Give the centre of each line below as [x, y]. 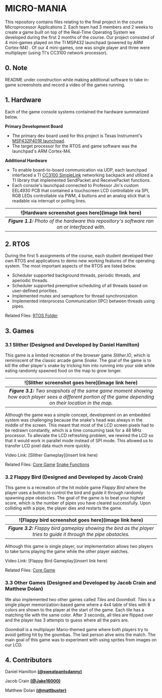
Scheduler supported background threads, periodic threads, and [76, 275]
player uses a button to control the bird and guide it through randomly [74, 493]
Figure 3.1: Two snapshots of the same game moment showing [81, 391]
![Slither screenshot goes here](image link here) [81, 383]
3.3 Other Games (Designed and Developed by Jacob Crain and [81, 583]
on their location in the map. [81, 403]
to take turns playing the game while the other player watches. [67, 551]
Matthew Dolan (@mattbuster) [36, 690]
